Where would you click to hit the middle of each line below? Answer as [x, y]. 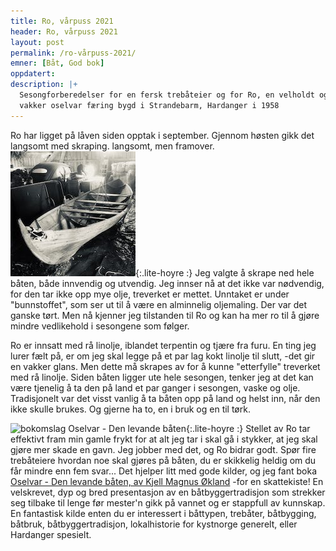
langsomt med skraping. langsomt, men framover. [112, 146]
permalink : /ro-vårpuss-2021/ [73, 53]
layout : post [37, 42]
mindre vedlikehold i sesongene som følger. [100, 326]
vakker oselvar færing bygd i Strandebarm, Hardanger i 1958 [149, 105]
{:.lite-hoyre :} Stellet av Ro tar [248, 428]
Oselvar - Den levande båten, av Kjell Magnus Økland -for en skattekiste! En [167, 481]
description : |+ [44, 85]
